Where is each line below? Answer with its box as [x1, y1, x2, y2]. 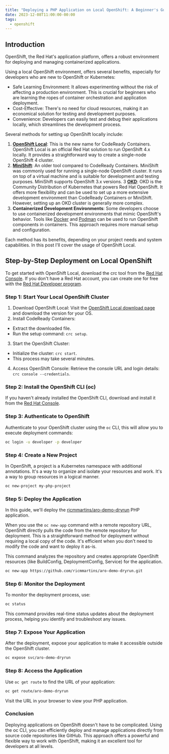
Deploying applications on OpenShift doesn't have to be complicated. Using [5, 722, 162, 728]
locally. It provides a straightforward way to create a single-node [12, 152, 147, 158]
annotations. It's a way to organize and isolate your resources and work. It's [5, 468, 162, 474]
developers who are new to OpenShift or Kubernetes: [5, 74, 116, 80]
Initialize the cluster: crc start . [12, 350, 77, 357]
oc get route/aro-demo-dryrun [5, 688, 69, 693]
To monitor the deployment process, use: [5, 592, 91, 598]
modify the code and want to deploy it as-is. [5, 543, 97, 549]
